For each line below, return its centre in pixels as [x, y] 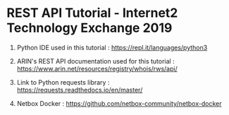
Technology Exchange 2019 [89, 28]
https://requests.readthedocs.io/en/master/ [80, 90]
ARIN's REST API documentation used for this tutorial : [95, 61]
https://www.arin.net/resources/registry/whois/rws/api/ [97, 68]
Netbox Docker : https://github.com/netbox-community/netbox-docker [119, 103]
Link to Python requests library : [63, 82]
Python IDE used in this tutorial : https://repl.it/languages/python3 [112, 47]
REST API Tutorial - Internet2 [92, 13]
